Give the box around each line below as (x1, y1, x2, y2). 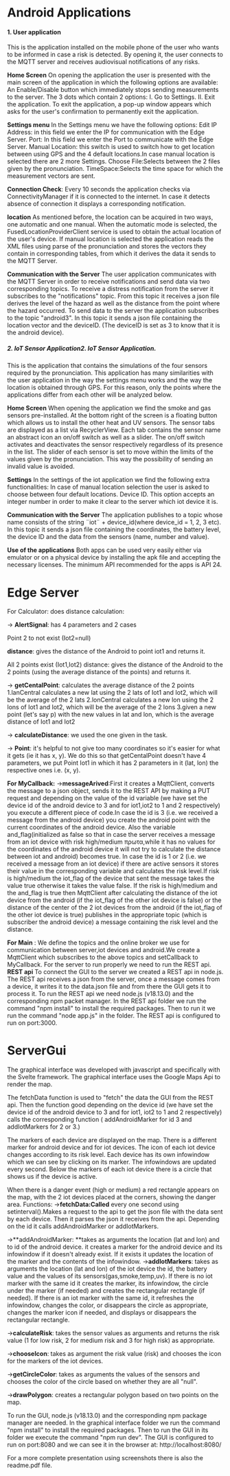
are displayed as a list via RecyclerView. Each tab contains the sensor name (7, 426, 221, 434)
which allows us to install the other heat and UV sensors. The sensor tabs (7, 419, 215, 427)
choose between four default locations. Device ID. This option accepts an (7, 490, 215, 498)
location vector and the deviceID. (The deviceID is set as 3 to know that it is (7, 321, 220, 330)
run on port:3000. (7, 1019, 58, 1027)
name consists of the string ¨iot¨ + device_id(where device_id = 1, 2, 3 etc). (7, 518, 222, 527)
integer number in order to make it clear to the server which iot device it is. (7, 498, 218, 506)
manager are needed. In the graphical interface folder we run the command (7, 1419, 221, 1427)
